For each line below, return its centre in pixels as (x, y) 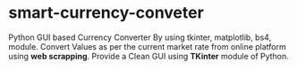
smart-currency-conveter (106, 13)
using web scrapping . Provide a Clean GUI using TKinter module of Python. (149, 56)
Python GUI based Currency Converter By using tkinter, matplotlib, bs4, (140, 37)
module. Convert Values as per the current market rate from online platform (148, 46)
